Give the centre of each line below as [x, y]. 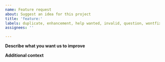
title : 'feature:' [24, 19]
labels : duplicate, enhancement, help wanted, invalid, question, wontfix [83, 23]
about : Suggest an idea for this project [48, 14]
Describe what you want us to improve [45, 46]
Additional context [25, 55]
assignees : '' [20, 28]
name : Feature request [28, 10]
